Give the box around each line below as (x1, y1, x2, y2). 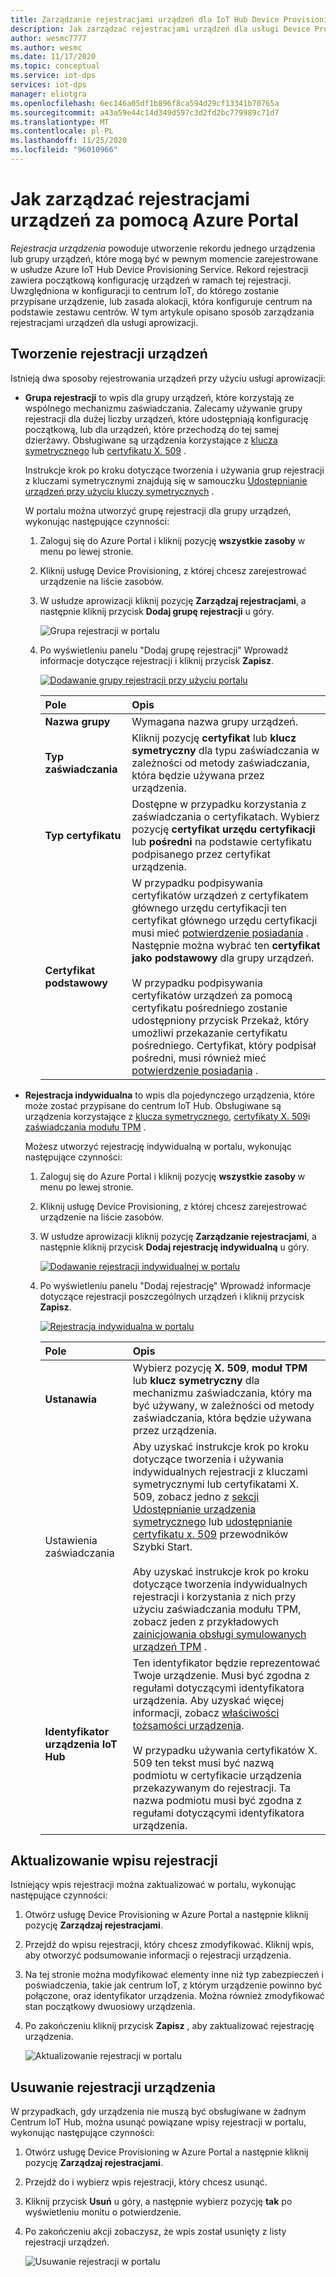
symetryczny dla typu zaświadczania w (131, 743, 320, 757)
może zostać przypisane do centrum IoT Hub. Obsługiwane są (24, 1099, 282, 1111)
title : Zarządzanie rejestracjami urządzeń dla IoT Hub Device (10, 14, 280, 25)
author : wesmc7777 (10, 33, 87, 43)
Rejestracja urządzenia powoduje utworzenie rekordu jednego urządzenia (10, 242, 316, 254)
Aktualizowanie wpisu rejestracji (10, 1852, 218, 1870)
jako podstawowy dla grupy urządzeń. (131, 951, 315, 965)
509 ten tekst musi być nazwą (132, 1756, 275, 1770)
